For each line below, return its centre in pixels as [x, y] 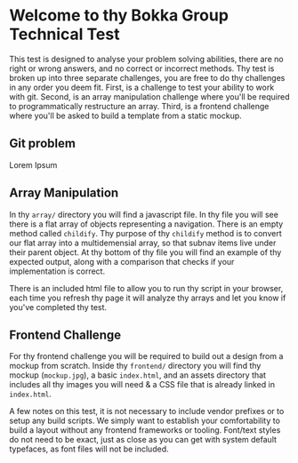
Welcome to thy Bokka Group [119, 16]
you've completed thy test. [58, 307]
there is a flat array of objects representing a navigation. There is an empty [146, 224]
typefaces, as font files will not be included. [89, 449]
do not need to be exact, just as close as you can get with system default [143, 440]
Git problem [42, 144]
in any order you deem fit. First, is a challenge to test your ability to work [142, 87]
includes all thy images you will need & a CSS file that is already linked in [142, 385]
